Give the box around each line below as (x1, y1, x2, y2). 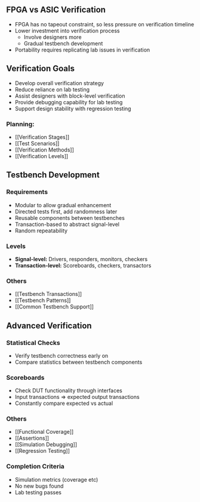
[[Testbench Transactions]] (14, 291, 82, 298)
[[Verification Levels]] (14, 152, 69, 159)
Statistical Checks (6, 338, 61, 347)
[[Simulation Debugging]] (14, 441, 78, 448)
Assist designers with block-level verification (14, 92, 125, 99)
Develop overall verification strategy (14, 79, 104, 86)
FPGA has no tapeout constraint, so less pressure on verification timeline (14, 20, 195, 28)
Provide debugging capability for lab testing (14, 98, 123, 105)
